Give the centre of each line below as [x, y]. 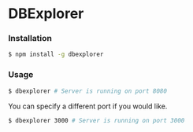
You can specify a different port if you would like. [88, 106]
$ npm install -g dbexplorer [56, 55]
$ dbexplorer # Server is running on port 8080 [88, 91]
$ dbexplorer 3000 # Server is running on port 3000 [96, 120]
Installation [30, 38]
